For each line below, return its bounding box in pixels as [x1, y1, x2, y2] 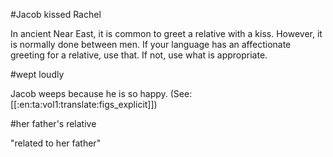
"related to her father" [10, 137, 102, 149]
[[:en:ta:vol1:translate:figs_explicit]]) [10, 99, 158, 110]
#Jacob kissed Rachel [10, 9, 102, 20]
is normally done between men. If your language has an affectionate [10, 39, 292, 50]
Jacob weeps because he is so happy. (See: [10, 88, 193, 99]
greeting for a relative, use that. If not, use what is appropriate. [10, 49, 268, 61]
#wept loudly [10, 69, 65, 80]
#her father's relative [10, 118, 97, 129]
